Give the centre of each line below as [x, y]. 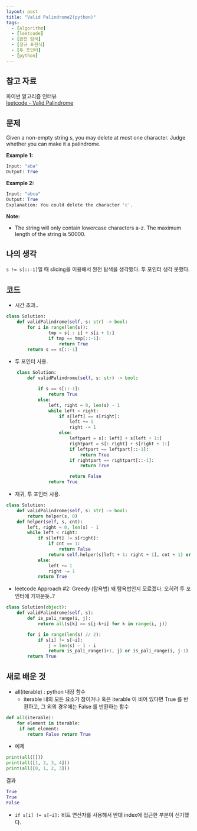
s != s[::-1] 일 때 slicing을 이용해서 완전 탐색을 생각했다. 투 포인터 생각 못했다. [98, 269]
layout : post [22, 12]
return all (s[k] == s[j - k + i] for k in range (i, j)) [102, 624]
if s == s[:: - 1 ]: [59, 389]
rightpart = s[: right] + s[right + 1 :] [119, 444]
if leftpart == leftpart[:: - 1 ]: [109, 449]
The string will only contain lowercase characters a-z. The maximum [98, 228]
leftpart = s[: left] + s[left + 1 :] [116, 438]
